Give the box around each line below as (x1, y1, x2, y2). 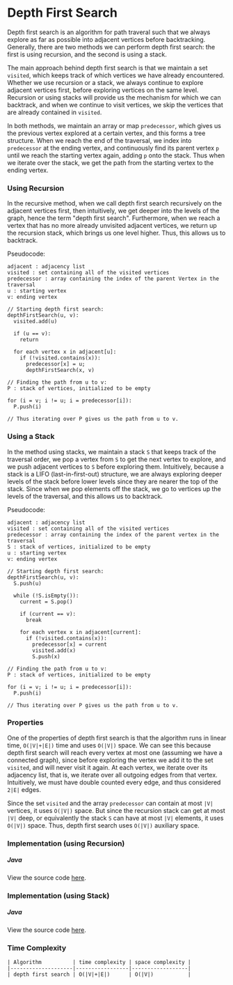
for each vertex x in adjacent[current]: (19, 628, 141, 635)
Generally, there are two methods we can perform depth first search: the (7, 42, 216, 51)
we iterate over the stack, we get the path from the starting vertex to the (7, 158, 214, 166)
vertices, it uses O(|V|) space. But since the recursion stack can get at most (7, 806, 225, 814)
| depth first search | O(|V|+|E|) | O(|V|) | (7, 970, 191, 978)
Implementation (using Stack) (7, 890, 110, 900)
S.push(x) (32, 653, 61, 660)
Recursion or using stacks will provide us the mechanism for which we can (7, 93, 221, 102)
